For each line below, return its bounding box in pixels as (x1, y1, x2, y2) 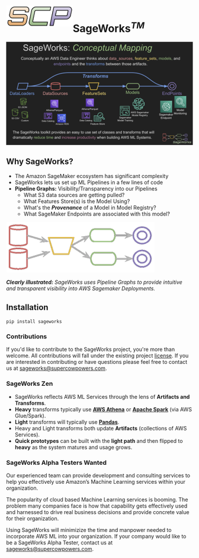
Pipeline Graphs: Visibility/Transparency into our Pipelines (14, 185, 158, 192)
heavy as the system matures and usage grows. (14, 443, 133, 451)
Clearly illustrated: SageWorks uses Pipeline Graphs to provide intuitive (6, 278, 182, 286)
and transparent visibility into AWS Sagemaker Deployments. (6, 285, 156, 292)
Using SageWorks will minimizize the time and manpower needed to (6, 526, 172, 533)
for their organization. (6, 515, 59, 522)
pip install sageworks (6, 319, 62, 325)
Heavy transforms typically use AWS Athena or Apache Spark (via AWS (14, 405, 192, 413)
